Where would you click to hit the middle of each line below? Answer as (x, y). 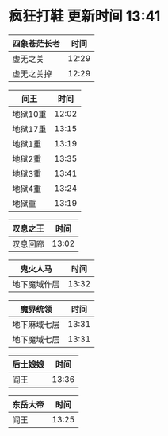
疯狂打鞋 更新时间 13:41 (84, 16)
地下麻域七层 (36, 325)
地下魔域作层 (36, 284)
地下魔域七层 (36, 339)
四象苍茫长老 (36, 43)
